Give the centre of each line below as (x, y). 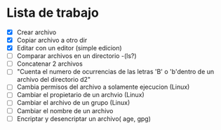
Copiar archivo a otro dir (52, 40)
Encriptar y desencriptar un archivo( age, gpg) (84, 118)
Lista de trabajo (53, 13)
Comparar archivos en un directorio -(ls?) (77, 56)
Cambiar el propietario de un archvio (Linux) (80, 95)
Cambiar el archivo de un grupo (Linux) (73, 103)
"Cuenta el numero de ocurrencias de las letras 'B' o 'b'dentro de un (115, 72)
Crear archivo (36, 32)
